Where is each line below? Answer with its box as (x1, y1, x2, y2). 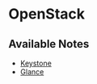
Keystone (19, 58, 53, 68)
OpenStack (8, 5, 86, 23)
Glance (19, 67, 44, 77)
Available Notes (8, 37, 90, 51)
